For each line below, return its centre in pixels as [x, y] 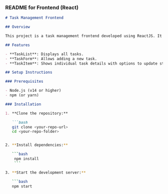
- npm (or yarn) [22, 95]
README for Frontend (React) [42, 8]
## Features [17, 45]
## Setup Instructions [29, 72]
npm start [22, 186]
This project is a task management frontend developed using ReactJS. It [84, 36]
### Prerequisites [24, 82]
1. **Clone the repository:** [37, 113]
